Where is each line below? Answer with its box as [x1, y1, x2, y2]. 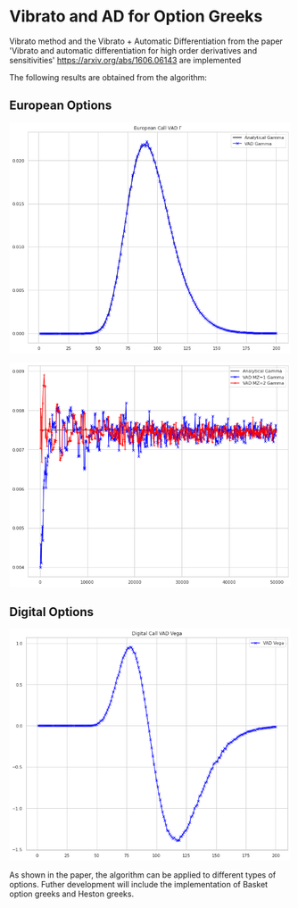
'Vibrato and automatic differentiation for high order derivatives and [9, 45, 257, 55]
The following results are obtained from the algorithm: [9, 71, 208, 82]
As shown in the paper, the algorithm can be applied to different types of [9, 869, 277, 880]
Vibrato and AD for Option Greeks [9, 6, 263, 27]
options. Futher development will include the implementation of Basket [9, 879, 269, 889]
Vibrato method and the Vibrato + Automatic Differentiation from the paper [9, 36, 284, 46]
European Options [9, 98, 112, 113]
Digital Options [9, 604, 94, 620]
